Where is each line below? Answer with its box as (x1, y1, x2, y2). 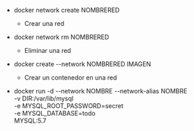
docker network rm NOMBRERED (13, 33, 110, 41)
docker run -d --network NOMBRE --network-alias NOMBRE (13, 87, 188, 95)
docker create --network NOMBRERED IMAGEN (13, 60, 151, 68)
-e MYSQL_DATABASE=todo (13, 109, 96, 117)
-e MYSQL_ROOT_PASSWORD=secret (13, 102, 124, 110)
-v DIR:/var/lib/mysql (13, 94, 74, 102)
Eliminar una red (24, 47, 71, 54)
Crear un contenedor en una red (24, 73, 117, 82)
